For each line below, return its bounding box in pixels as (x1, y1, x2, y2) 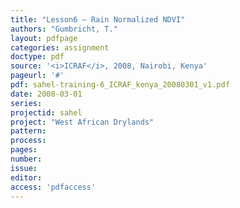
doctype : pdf (10, 52, 65, 62)
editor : (10, 172, 43, 183)
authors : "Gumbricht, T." (10, 24, 118, 34)
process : (10, 136, 47, 146)
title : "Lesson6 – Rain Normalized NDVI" (10, 14, 186, 25)
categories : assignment (10, 42, 110, 53)
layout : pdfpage (10, 33, 78, 43)
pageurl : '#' (10, 71, 65, 81)
